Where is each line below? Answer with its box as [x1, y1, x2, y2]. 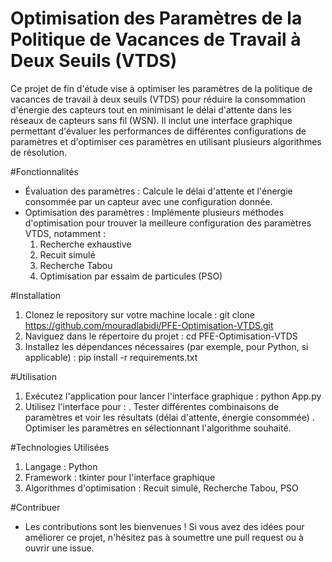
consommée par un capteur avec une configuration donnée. [24, 195, 273, 207]
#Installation [10, 289, 62, 301]
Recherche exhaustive [39, 238, 132, 250]
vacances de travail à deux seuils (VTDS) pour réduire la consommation [10, 93, 306, 105]
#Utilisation [10, 370, 57, 382]
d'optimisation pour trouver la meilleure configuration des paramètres [24, 217, 312, 229]
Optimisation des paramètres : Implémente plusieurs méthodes [24, 206, 285, 218]
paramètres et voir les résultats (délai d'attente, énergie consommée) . [24, 411, 315, 423]
